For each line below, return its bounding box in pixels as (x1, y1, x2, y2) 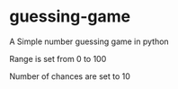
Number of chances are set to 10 (9, 70, 130, 82)
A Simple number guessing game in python (9, 36, 169, 47)
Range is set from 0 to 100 (9, 53, 107, 64)
